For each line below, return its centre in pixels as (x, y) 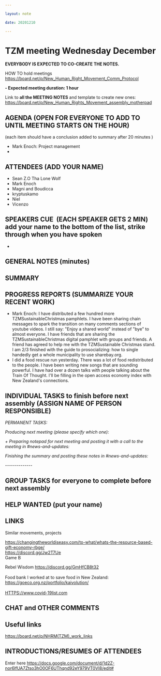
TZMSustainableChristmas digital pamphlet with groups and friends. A (82, 339)
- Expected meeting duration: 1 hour (42, 88)
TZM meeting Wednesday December (80, 51)
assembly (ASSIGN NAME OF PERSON (64, 403)
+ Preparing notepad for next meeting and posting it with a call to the (74, 441)
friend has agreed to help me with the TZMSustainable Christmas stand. (84, 345)
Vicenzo (20, 204)
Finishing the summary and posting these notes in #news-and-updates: (77, 456)
